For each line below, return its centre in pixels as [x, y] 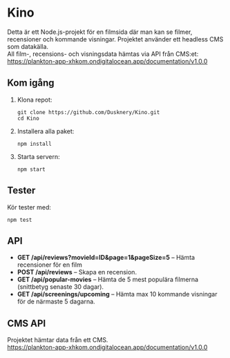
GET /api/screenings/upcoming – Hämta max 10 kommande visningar [117, 294]
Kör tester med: [29, 207]
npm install [34, 144]
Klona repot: [35, 100]
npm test [20, 220]
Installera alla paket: [46, 131]
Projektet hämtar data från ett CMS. [58, 340]
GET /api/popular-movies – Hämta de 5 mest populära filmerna [108, 280]
